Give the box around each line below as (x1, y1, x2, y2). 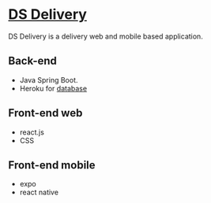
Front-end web (8, 106, 83, 120)
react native (19, 187, 59, 197)
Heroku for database (19, 83, 88, 93)
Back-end (8, 54, 58, 68)
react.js (19, 127, 45, 137)
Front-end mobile (8, 158, 96, 172)
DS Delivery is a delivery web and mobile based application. (8, 31, 203, 41)
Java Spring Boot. (19, 75, 78, 84)
